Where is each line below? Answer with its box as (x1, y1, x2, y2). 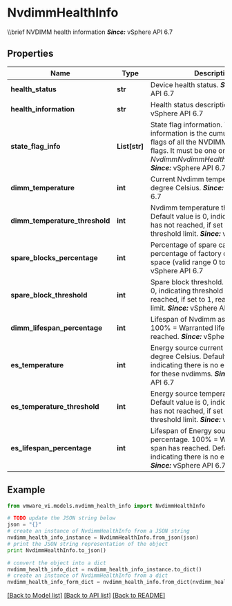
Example (7, 484, 46, 496)
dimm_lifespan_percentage (10, 323, 103, 333)
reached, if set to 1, (151, 294, 214, 304)
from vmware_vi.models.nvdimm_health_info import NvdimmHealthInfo (7, 502, 206, 509)
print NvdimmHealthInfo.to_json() (7, 547, 107, 554)
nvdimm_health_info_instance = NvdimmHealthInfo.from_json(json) (7, 534, 199, 541)
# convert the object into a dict (7, 559, 107, 567)
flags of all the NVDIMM (151, 137, 228, 147)
